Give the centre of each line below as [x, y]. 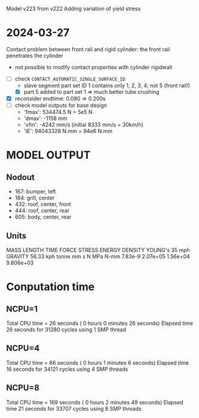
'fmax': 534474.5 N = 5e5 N [58, 112]
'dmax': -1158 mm [45, 118]
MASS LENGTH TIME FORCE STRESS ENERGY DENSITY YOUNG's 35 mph [98, 250]
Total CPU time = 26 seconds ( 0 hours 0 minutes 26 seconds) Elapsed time [99, 323]
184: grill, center [35, 198]
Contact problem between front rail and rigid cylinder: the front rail [88, 49]
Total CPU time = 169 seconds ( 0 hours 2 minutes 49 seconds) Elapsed [95, 402]
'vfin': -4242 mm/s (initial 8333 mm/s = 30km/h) [83, 125]
